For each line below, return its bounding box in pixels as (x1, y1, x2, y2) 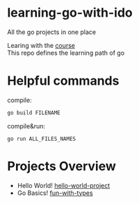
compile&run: (7, 121, 46, 130)
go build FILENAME (7, 109, 60, 116)
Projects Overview (7, 158, 116, 174)
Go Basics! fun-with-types (17, 189, 93, 197)
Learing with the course (7, 41, 75, 49)
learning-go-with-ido (7, 5, 133, 21)
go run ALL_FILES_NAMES (7, 135, 76, 142)
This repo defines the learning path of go (7, 49, 125, 57)
